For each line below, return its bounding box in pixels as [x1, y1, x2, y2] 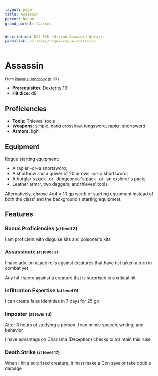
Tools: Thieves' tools [12, 118, 55, 124]
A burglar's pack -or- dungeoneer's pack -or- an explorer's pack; [12, 176, 146, 182]
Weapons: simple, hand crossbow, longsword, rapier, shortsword [12, 123, 146, 129]
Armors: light [12, 128, 40, 134]
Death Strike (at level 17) [5, 349, 60, 356]
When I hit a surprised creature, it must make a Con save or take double [5, 360, 152, 366]
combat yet [5, 265, 29, 271]
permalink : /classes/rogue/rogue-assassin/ [5, 39, 96, 44]
